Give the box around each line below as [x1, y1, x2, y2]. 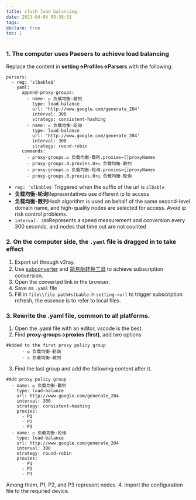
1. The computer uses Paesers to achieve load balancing [6, 50, 170, 58]
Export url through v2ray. [14, 258, 75, 266]
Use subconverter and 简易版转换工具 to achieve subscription [14, 265, 164, 273]
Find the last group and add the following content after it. [14, 365, 152, 372]
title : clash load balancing [6, 8, 77, 15]
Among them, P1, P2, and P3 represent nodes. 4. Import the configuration [6, 481, 183, 488]
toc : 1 [6, 30, 22, 36]
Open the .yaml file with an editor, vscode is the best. [14, 325, 143, 332]
